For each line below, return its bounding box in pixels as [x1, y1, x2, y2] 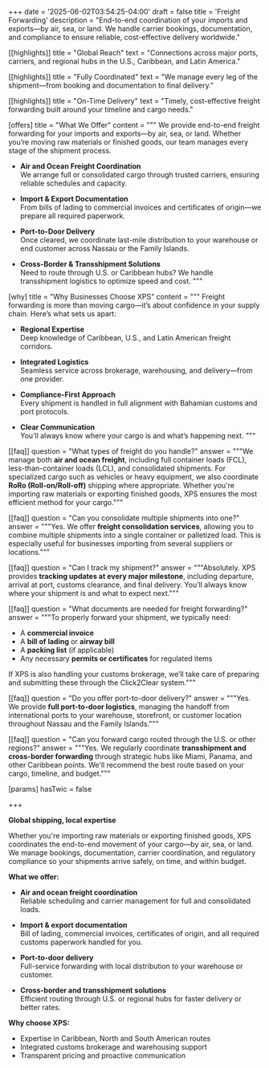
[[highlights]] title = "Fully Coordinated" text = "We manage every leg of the [8, 72, 259, 81]
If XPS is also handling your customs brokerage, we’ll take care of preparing [8, 670, 259, 679]
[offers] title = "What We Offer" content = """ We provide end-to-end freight [8, 120, 260, 129]
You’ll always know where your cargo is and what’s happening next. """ [19, 431, 256, 440]
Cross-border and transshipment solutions [19, 985, 167, 995]
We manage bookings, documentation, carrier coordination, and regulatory [8, 848, 256, 858]
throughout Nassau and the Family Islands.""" [8, 719, 159, 728]
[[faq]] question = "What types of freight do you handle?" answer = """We [8, 446, 254, 456]
